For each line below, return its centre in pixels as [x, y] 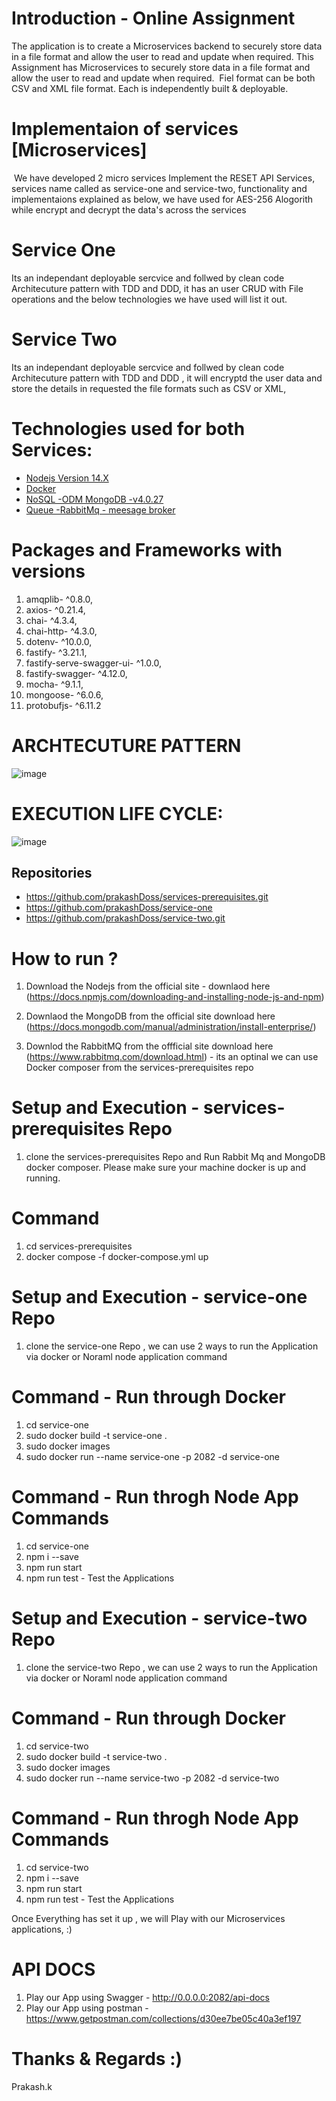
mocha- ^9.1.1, [54, 684]
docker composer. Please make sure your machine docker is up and [165, 1168]
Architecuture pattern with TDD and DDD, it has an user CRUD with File [157, 288]
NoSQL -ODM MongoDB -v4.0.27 [94, 499]
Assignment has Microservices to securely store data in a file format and [161, 67]
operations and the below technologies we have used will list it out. [149, 299]
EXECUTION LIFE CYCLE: [117, 813]
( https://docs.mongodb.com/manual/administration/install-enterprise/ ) [171, 1027]
